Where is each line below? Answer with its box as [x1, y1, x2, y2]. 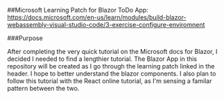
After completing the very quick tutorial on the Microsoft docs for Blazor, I [7, 48, 218, 55]
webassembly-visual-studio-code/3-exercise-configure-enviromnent [7, 21, 205, 28]
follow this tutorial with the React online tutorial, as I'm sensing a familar [7, 77, 212, 85]
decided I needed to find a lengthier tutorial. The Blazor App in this [7, 55, 198, 63]
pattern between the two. [7, 84, 80, 92]
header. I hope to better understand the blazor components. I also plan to [7, 69, 216, 78]
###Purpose [7, 34, 43, 42]
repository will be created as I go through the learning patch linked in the [7, 62, 215, 70]
